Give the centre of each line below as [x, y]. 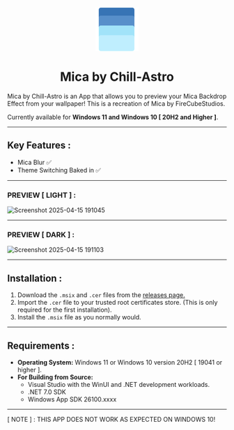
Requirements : [41, 345]
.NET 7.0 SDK [47, 392]
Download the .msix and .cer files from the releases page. [101, 295]
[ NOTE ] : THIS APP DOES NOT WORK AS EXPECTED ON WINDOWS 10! [111, 419]
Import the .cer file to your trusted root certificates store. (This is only [117, 303]
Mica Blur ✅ [34, 162]
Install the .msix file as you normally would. [79, 317]
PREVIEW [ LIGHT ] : [42, 195]
